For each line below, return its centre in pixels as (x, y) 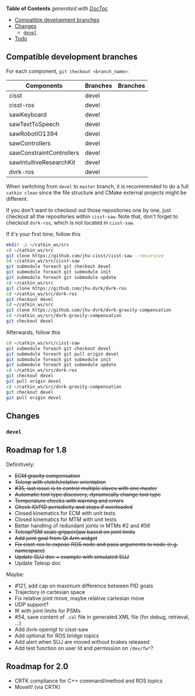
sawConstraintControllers (44, 153)
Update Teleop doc (38, 563)
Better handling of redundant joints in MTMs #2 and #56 (82, 525)
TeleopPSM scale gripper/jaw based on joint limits (75, 532)
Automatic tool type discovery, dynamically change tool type (88, 494)
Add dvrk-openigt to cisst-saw (52, 629)
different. (17, 198)
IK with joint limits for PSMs (47, 610)
